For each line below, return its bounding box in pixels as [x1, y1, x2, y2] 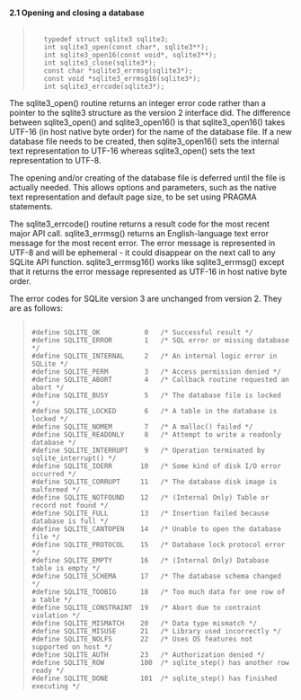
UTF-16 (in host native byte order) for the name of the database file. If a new [9, 127, 292, 137]
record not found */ [31, 501, 109, 510]
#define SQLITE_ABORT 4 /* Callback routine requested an [31, 376, 289, 385]
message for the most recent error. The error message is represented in [9, 238, 276, 249]
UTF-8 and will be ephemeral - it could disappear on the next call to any [9, 247, 276, 258]
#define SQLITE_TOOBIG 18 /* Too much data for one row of [31, 588, 286, 597]
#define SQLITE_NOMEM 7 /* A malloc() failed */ [31, 422, 253, 431]
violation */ [31, 611, 81, 620]
